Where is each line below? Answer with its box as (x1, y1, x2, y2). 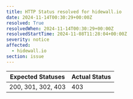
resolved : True (6, 20, 44, 26)
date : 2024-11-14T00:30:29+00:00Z (6, 14, 93, 20)
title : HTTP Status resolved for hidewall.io (6, 8, 122, 15)
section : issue (6, 53, 44, 59)
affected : (6, 43, 31, 49)
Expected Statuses (10, 73, 65, 81)
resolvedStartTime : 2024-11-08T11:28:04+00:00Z (6, 31, 128, 37)
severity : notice (6, 37, 50, 43)
